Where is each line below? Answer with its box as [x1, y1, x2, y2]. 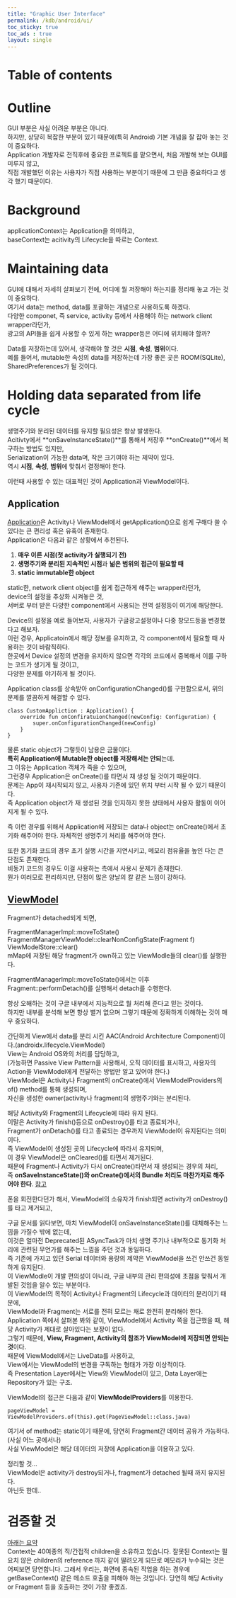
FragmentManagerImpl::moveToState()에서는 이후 [7, 975, 150, 983]
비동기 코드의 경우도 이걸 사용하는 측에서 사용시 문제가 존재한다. [7, 863, 183, 872]
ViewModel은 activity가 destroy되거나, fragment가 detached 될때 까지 [7, 1468, 207, 1477]
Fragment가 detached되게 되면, [7, 913, 97, 922]
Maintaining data [7, 261, 109, 277]
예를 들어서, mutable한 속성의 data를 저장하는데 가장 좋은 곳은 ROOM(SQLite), [7, 353, 225, 362]
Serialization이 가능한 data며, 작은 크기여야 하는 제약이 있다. [7, 453, 175, 462]
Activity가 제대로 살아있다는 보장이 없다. [14, 1325, 126, 1333]
